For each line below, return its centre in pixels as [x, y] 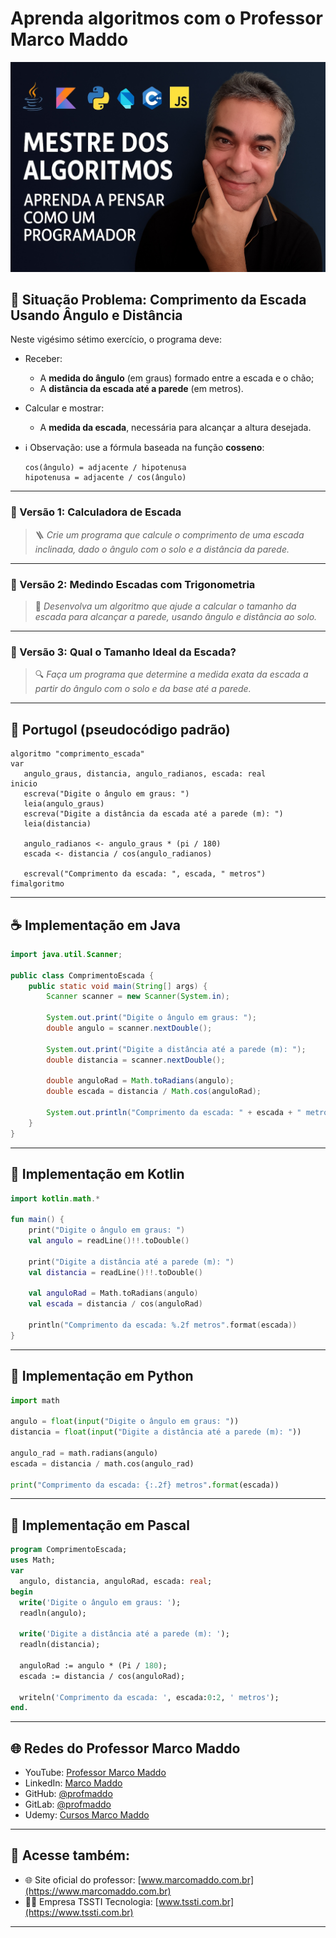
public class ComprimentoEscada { [82, 975]
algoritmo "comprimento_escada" [77, 754]
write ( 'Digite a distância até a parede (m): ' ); [124, 1634]
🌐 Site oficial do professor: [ [83, 1879]
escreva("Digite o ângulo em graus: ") [106, 794]
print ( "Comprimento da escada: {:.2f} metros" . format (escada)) [145, 1485]
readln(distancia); [60, 1645]
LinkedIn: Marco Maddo [73, 1783]
